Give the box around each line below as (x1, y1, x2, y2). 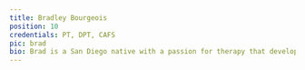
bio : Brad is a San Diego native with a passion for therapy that (9, 47, 266, 56)
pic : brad (9, 38, 47, 48)
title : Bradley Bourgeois (9, 13, 107, 23)
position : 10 (9, 22, 59, 31)
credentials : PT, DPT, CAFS (9, 30, 116, 39)
